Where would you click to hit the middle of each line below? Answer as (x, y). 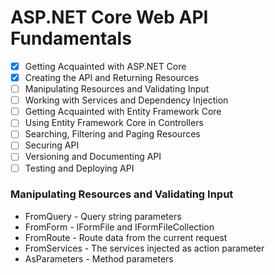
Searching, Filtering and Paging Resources (112, 134)
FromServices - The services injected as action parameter (144, 248)
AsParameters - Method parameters (99, 258)
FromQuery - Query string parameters (103, 216)
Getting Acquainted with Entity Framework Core (123, 112)
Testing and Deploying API (79, 168)
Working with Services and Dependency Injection (126, 100)
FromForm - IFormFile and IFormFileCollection (119, 227)
